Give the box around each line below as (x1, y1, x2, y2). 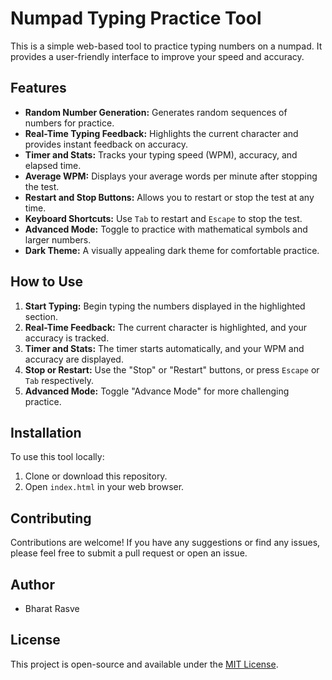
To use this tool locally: (10, 451, 105, 463)
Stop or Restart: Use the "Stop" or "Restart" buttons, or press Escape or (24, 363, 320, 376)
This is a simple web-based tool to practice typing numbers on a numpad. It (10, 40, 323, 52)
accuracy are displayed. (24, 353, 124, 365)
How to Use (10, 273, 84, 291)
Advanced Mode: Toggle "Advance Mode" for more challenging (24, 385, 290, 397)
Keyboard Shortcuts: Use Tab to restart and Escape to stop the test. (24, 212, 303, 224)
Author (10, 576, 55, 593)
